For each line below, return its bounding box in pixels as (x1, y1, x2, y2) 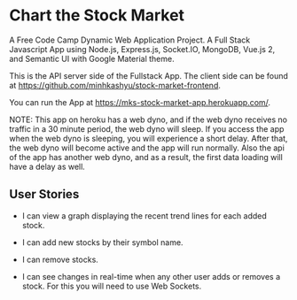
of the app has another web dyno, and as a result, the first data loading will (9, 151, 284, 162)
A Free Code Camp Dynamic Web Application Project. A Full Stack (9, 35, 251, 45)
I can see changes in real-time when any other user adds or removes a (21, 271, 281, 281)
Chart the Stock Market (9, 5, 184, 26)
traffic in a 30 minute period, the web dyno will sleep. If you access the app (9, 123, 285, 134)
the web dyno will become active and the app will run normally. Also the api (9, 142, 285, 153)
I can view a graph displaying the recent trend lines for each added (21, 210, 268, 221)
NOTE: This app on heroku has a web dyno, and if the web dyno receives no (9, 114, 288, 125)
